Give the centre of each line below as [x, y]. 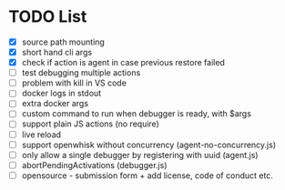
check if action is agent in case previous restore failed [123, 63]
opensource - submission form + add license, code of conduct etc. [148, 175]
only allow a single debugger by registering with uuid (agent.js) [140, 155]
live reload [41, 135]
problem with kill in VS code [74, 83]
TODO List [48, 17]
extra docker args [55, 104]
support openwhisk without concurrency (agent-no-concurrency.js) [149, 145]
